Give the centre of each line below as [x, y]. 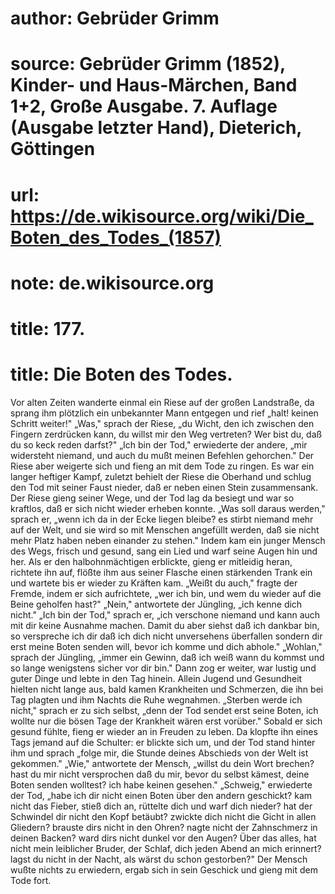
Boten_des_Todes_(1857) [116, 237]
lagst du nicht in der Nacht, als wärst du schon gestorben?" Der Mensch [159, 859]
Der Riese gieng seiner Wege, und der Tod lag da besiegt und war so [152, 498]
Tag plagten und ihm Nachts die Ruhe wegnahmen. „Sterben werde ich [156, 699]
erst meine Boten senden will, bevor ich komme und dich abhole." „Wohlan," [166, 646]
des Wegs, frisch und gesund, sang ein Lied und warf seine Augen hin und [164, 551]
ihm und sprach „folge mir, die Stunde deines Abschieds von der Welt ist [159, 753]
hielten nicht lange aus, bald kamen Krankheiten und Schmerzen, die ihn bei [167, 689]
